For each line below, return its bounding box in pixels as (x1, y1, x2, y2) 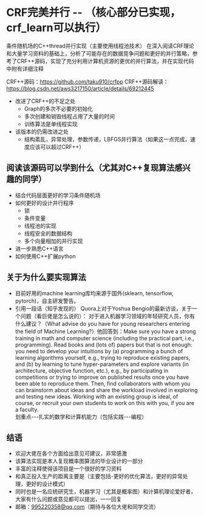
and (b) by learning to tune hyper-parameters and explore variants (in (15, 360, 189, 368)
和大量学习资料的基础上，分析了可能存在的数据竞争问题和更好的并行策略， (6, 49, 192, 57)
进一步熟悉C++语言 (15, 245, 64, 252)
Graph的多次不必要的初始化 (24, 105, 93, 112)
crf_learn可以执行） (6, 21, 107, 35)
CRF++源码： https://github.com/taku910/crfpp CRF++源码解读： (6, 77, 169, 85)
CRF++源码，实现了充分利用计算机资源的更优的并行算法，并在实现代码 (16, 57, 194, 65)
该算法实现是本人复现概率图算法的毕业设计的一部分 (15, 457, 143, 465)
